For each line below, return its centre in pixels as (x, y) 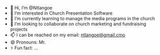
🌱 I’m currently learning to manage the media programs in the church (83, 18)
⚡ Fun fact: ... (24, 48)
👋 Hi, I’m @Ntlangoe (31, 8)
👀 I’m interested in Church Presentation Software (61, 13)
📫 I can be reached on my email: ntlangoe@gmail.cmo (68, 35)
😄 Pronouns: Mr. (28, 42)
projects (19, 29)
